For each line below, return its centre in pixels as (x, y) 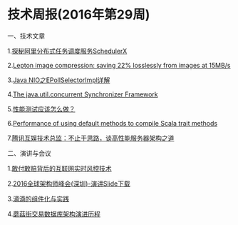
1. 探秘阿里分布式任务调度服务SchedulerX (67, 51)
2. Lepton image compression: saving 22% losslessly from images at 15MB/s (119, 65)
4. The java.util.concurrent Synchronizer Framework (83, 94)
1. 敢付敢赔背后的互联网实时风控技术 (59, 168)
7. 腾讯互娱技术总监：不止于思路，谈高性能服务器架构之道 (91, 138)
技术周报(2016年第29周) (79, 15)
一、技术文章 (26, 36)
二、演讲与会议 (29, 153)
